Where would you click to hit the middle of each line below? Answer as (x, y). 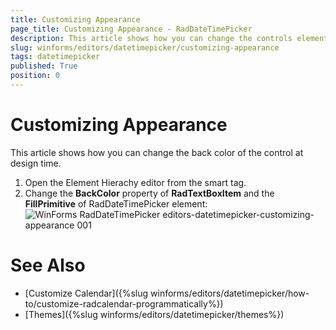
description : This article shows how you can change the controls (151, 38)
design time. (36, 163)
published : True (44, 66)
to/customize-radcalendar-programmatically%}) (124, 303)
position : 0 (35, 76)
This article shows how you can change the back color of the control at (157, 152)
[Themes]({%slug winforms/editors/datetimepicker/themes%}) (154, 314)
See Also (48, 265)
